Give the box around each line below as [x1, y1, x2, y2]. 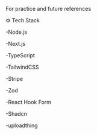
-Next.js [5, 40, 26, 47]
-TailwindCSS [5, 63, 39, 71]
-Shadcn [5, 110, 28, 117]
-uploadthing [5, 122, 38, 129]
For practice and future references [5, 5, 92, 12]
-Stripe [5, 75, 23, 82]
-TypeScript [5, 52, 36, 59]
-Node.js [5, 28, 28, 36]
